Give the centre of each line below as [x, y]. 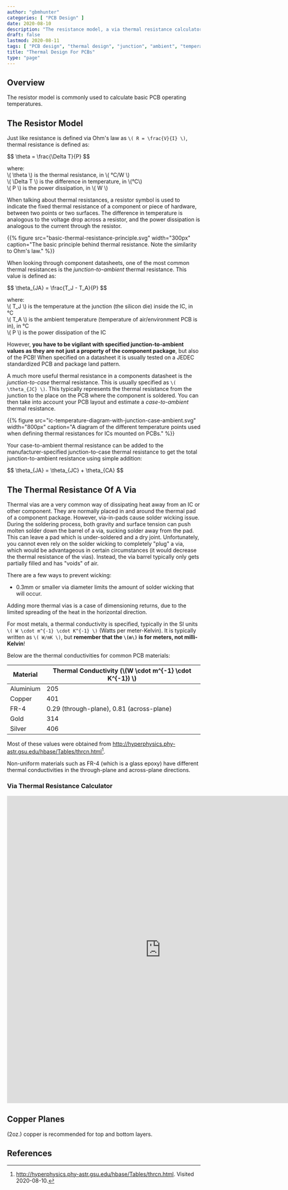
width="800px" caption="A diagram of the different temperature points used [104, 427]
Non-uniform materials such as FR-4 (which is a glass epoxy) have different [103, 763]
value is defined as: [32, 276]
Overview [26, 83]
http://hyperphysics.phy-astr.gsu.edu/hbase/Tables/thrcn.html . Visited [105, 1174]
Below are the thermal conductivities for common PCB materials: [89, 656]
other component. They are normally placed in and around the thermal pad [101, 511]
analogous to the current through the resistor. [64, 226]
